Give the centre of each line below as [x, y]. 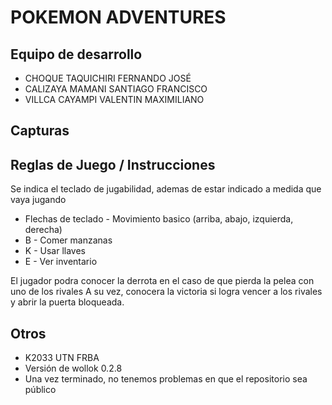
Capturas [40, 131]
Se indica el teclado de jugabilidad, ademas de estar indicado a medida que [166, 189]
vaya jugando [38, 200]
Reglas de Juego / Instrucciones [113, 164]
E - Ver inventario [61, 262]
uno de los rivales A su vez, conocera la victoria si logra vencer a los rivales [166, 292]
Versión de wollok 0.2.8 [73, 368]
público [40, 390]
